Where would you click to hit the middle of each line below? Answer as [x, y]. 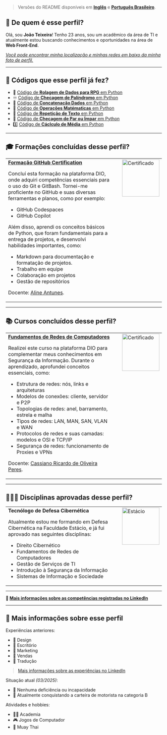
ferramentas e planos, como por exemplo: [57, 199]
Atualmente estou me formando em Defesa [58, 522]
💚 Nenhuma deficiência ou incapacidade [54, 690]
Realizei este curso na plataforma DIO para [58, 348]
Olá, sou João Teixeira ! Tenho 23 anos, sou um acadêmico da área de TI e [82, 35]
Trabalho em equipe [40, 269]
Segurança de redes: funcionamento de [63, 446]
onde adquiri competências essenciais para [59, 180]
